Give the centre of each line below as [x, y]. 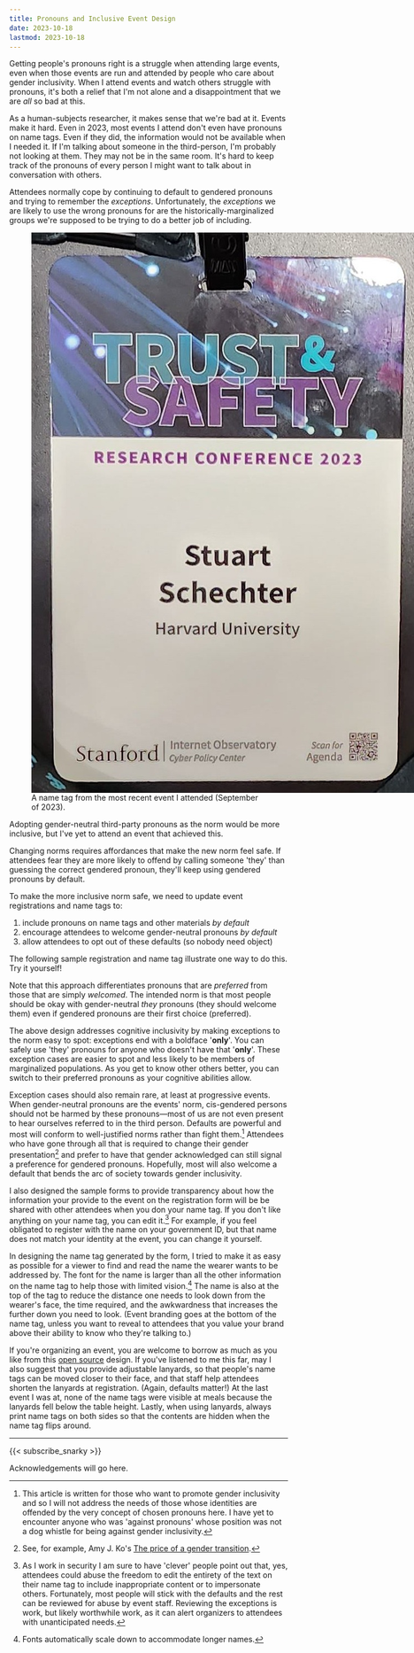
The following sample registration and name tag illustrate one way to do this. [148, 959]
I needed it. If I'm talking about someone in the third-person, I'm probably [143, 147]
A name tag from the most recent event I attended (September [145, 798]
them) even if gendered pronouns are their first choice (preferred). [130, 1013]
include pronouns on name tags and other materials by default [135, 923]
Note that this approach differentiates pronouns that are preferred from [138, 986]
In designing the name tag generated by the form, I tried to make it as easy [145, 1256]
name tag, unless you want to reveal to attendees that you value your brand [147, 1323]
